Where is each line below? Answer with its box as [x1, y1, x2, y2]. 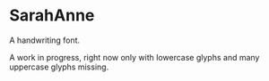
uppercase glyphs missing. [9, 61, 109, 72]
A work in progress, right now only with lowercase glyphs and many [9, 52, 260, 62]
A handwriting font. [9, 35, 81, 45]
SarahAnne [9, 5, 95, 26]
